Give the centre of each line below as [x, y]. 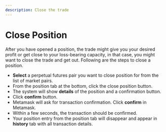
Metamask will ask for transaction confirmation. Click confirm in [79, 102]
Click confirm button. [35, 96]
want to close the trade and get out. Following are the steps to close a [78, 60]
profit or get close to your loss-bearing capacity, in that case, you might [80, 54]
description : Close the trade [37, 10]
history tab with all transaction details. [53, 124]
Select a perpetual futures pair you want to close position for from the [86, 75]
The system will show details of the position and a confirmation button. [87, 91]
